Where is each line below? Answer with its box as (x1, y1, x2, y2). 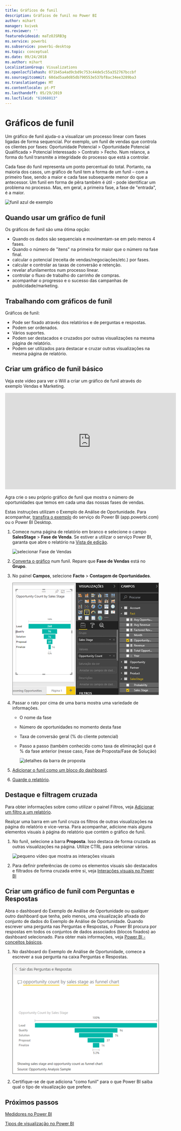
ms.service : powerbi (5, 39, 47, 44)
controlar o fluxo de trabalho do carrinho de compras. (12, 272, 121, 279)
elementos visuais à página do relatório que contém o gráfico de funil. (5, 829, 146, 835)
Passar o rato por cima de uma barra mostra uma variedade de (12, 700, 139, 706)
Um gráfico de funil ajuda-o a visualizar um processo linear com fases (5, 134, 146, 140)
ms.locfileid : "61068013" (5, 95, 58, 100)
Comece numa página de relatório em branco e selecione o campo (12, 529, 146, 535)
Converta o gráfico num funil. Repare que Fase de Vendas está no (12, 558, 146, 564)
